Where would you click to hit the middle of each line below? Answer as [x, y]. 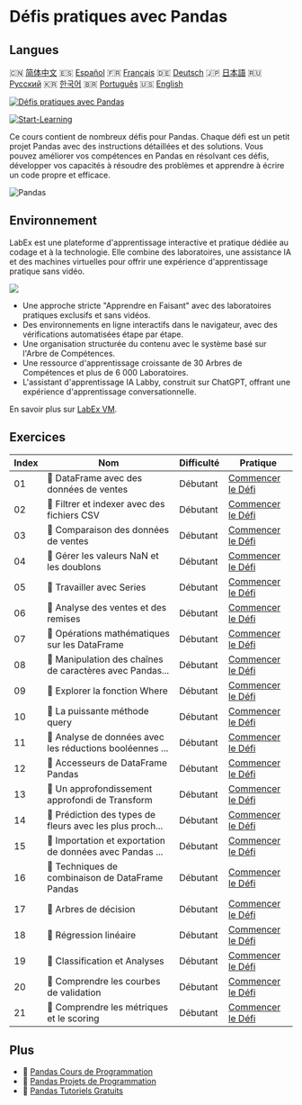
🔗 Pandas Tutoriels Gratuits [73, 1091]
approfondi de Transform [100, 800]
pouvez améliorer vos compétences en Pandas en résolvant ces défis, [139, 156]
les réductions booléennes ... [108, 747]
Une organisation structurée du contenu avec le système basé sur [144, 343]
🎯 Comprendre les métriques [108, 1007]
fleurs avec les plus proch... [105, 826]
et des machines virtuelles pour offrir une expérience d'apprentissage [138, 261]
